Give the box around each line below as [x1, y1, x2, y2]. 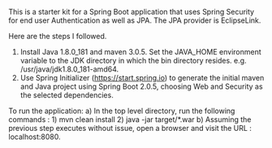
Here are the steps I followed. [8, 32, 107, 41]
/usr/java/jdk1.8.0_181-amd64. [19, 64, 119, 74]
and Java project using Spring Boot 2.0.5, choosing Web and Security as [19, 81, 263, 91]
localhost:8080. [8, 132, 61, 141]
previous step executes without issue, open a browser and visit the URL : [8, 124, 252, 133]
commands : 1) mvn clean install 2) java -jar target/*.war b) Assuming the [8, 115, 252, 124]
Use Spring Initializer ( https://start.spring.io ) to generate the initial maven [19, 73, 265, 82]
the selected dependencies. [19, 90, 114, 100]
